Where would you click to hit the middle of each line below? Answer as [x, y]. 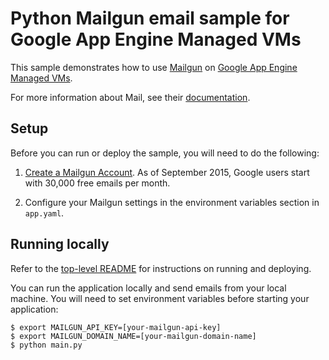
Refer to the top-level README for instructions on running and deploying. [161, 268]
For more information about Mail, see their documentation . [130, 97]
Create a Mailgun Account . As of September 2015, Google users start [167, 172]
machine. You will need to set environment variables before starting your [160, 298]
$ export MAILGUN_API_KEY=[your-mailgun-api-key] [116, 327]
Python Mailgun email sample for [150, 18]
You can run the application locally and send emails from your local [148, 288]
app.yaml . [44, 213]
